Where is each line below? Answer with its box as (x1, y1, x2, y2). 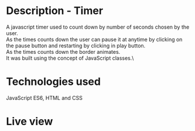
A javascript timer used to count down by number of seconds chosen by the (6, 23, 190, 30)
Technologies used (6, 75, 101, 88)
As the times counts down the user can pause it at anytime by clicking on (6, 36, 183, 43)
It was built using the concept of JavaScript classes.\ (6, 54, 134, 61)
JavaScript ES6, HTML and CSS (6, 94, 83, 101)
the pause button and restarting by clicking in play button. (6, 42, 146, 49)
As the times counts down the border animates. (6, 48, 121, 55)
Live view (6, 115, 53, 128)
